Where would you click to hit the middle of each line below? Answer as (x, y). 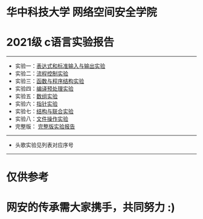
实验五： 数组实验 (36, 96)
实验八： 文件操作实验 (41, 119)
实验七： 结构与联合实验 (44, 111)
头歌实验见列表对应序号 (44, 145)
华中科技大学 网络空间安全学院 (82, 12)
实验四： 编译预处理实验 (44, 89)
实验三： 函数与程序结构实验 (50, 81)
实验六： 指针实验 (36, 104)
